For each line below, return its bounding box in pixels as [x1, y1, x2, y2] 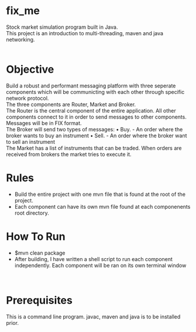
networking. [6, 36, 35, 43]
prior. [6, 319, 19, 326]
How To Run [6, 230, 66, 243]
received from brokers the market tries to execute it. [6, 151, 132, 158]
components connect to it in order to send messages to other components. [6, 113, 187, 120]
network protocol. [6, 94, 49, 101]
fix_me [6, 4, 40, 18]
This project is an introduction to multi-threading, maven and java [6, 29, 164, 36]
